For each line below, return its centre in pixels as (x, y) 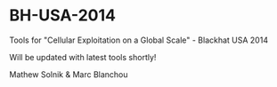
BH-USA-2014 (62, 16)
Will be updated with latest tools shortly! (83, 57)
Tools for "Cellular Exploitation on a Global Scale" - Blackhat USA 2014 (139, 40)
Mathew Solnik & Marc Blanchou (69, 74)
